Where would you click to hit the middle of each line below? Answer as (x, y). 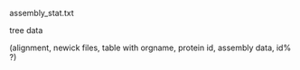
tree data (26, 30)
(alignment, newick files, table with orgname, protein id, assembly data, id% (150, 48)
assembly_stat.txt (42, 13)
